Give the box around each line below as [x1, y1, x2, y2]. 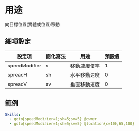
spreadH [7, 71, 28, 78]
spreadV [7, 80, 27, 87]
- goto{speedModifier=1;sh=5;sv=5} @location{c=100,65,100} [9, 121, 135, 126]
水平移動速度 [70, 71, 100, 78]
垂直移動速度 [70, 81, 100, 87]
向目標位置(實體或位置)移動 [5, 22, 60, 27]
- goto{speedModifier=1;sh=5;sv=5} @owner [9, 117, 97, 122]
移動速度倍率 [70, 62, 100, 69]
